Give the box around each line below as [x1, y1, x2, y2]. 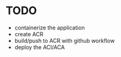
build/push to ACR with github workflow [14, 37, 115, 44]
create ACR [14, 30, 43, 37]
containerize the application [14, 24, 85, 31]
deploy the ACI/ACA [14, 44, 65, 51]
